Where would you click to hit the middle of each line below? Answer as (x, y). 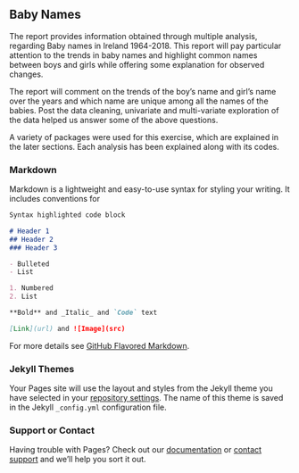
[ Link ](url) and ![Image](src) (67, 328)
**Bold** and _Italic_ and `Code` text (83, 313)
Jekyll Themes (42, 369)
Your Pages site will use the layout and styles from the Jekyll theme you (141, 388)
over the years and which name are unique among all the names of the (139, 101)
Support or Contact (52, 430)
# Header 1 (29, 231)
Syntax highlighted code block (67, 215)
